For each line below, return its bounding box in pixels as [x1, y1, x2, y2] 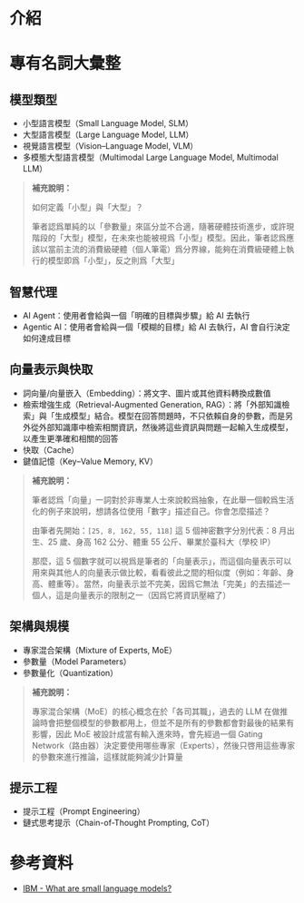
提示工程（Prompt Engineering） [22, 806, 145, 817]
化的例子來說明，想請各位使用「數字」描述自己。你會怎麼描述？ [31, 505, 270, 516]
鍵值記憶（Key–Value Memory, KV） [22, 456, 159, 466]
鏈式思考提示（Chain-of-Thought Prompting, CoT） [22, 818, 215, 829]
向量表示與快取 [9, 362, 93, 378]
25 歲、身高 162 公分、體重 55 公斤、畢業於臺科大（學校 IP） [47, 536, 276, 547]
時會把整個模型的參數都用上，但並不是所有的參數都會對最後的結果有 [39, 717, 295, 728]
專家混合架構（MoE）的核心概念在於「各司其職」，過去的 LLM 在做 [31, 705, 280, 717]
